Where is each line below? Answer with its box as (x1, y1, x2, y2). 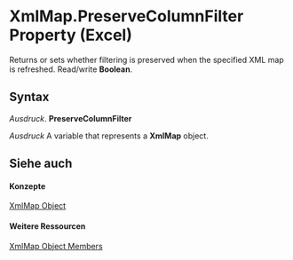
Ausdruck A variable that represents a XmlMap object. (9, 130, 209, 141)
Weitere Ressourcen (9, 220, 86, 232)
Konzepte (9, 180, 46, 192)
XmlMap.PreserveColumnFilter (9, 6, 244, 27)
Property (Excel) (9, 25, 133, 45)
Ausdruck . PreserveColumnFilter (9, 113, 132, 123)
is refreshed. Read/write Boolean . (9, 64, 133, 75)
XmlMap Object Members (9, 240, 104, 251)
